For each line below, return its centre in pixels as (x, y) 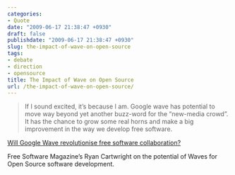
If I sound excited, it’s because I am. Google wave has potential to (120, 106)
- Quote (19, 21)
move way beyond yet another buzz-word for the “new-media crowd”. (126, 114)
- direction (25, 67)
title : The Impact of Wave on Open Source (71, 80)
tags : (15, 54)
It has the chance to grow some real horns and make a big (109, 122)
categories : (25, 14)
